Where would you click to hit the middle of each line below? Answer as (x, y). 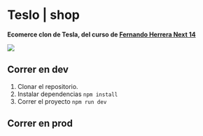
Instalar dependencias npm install (68, 94)
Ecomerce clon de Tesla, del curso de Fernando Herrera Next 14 (101, 34)
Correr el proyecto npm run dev (62, 101)
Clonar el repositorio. (48, 86)
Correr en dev (38, 70)
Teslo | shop (44, 15)
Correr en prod (40, 124)
